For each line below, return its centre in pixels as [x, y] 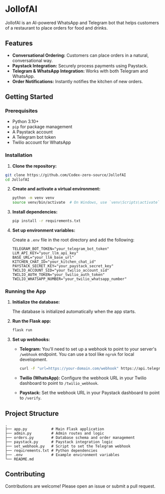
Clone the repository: [34, 166]
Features [19, 44]
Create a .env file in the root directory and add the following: [73, 240]
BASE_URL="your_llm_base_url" [43, 258]
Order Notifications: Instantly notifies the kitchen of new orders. [78, 81]
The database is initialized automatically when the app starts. [74, 311]
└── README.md [20, 459]
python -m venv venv [33, 198]
